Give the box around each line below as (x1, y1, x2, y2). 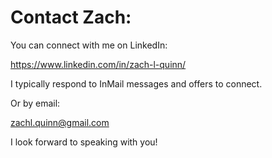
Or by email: (10, 97, 61, 109)
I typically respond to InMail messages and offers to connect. (10, 77, 263, 90)
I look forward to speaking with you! (10, 136, 158, 148)
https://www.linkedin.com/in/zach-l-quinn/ (10, 58, 187, 70)
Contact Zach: (10, 6, 132, 29)
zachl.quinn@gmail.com (10, 116, 110, 128)
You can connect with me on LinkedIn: (10, 39, 168, 51)
